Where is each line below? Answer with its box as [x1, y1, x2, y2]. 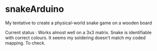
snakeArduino [5, 3, 64, 15]
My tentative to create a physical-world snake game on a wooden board [5, 20, 152, 26]
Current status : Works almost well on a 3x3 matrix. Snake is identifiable [5, 29, 152, 35]
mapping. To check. [5, 40, 46, 46]
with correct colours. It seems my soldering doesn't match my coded [5, 35, 146, 41]
